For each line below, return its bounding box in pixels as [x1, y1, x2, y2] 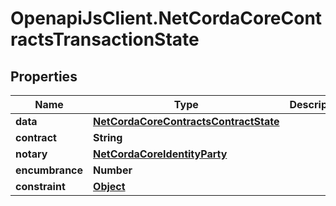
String [93, 131, 123, 144]
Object [93, 180, 126, 193]
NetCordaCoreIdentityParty [93, 147, 228, 161]
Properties [10, 68, 78, 85]
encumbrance [15, 163, 84, 177]
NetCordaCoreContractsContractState [93, 115, 280, 128]
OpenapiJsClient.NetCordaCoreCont [10, 7, 323, 30]
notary [15, 147, 48, 161]
